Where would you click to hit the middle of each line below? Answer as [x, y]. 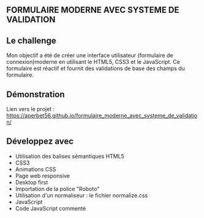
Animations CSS [36, 169]
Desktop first [32, 182]
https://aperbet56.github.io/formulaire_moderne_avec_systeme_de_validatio [102, 115]
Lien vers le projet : [31, 109]
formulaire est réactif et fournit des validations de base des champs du [96, 68]
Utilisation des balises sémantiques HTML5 [70, 156]
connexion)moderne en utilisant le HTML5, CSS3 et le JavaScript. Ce [93, 62]
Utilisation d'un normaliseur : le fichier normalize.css [81, 195]
